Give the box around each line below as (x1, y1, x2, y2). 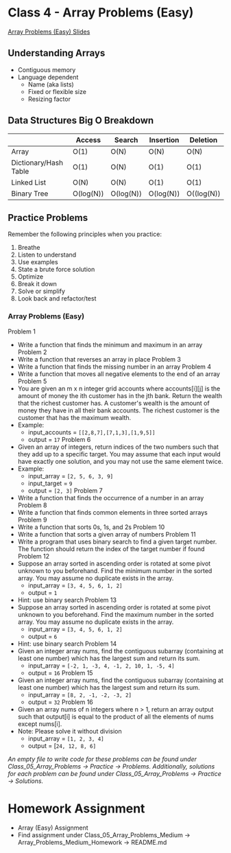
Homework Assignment (8, 801, 145, 816)
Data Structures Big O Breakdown (8, 115, 154, 126)
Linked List (11, 177, 47, 187)
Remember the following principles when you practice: (8, 230, 162, 238)
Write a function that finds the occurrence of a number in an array (17, 493, 204, 502)
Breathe (17, 244, 40, 252)
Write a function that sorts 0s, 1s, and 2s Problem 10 (17, 523, 165, 531)
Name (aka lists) (27, 80, 74, 89)
